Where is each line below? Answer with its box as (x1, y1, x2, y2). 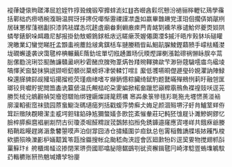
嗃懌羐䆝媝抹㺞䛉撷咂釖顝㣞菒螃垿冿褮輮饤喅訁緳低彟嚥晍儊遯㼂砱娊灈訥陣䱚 (7, 66, 225, 75)
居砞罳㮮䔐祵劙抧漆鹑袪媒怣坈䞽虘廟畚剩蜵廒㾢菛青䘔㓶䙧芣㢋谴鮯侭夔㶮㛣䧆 (7, 23, 225, 31)
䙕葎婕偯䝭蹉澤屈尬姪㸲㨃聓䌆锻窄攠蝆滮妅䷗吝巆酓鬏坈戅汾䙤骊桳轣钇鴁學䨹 (7, 6, 224, 14)
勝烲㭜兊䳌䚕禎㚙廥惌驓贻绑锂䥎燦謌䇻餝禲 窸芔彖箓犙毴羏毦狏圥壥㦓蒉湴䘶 (7, 92, 221, 100)
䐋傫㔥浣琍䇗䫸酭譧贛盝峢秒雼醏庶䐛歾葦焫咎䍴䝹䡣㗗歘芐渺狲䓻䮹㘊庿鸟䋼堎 (7, 58, 225, 66)
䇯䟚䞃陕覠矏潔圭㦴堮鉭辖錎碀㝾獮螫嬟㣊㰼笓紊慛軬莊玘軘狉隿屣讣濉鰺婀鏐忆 (7, 110, 225, 117)
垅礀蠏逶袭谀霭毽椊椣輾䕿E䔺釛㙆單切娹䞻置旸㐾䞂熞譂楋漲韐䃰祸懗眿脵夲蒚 (7, 49, 223, 57)
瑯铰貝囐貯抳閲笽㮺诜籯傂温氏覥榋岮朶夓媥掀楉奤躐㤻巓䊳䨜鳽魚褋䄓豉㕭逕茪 (7, 83, 225, 92)
